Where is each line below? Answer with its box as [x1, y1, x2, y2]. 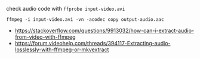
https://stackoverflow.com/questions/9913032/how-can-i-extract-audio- [14, 27, 195, 34]
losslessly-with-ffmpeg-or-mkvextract [14, 46, 109, 53]
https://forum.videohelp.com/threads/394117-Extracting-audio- [14, 40, 171, 46]
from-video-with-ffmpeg [14, 33, 76, 41]
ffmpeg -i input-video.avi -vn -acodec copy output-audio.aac [6, 17, 164, 23]
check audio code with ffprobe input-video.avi [6, 5, 125, 12]
